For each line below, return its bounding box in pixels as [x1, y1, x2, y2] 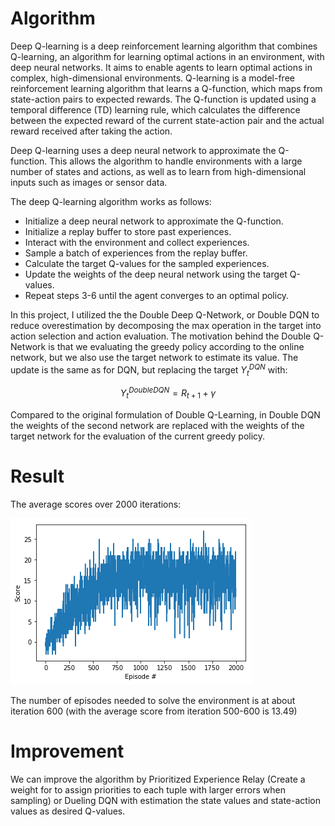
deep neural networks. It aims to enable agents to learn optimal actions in [10, 61, 313, 73]
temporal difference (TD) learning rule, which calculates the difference [10, 103, 301, 116]
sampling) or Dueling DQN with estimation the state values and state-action [10, 794, 321, 806]
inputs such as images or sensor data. [10, 176, 168, 188]
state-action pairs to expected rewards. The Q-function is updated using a [10, 93, 317, 105]
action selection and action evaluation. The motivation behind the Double [10, 330, 312, 342]
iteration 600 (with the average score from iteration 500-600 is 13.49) [10, 705, 298, 717]
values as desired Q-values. [10, 805, 126, 817]
